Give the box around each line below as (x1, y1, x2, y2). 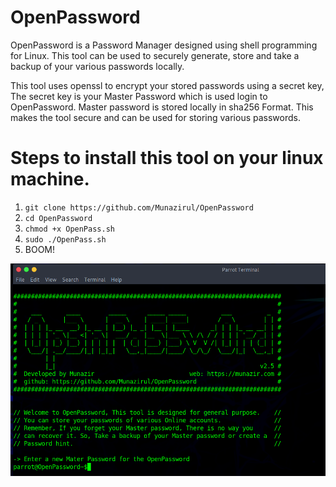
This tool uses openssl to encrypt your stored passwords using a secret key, (10, 79, 325, 91)
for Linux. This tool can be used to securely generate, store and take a (10, 49, 300, 61)
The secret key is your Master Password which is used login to (10, 90, 268, 102)
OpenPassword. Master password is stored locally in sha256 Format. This (10, 101, 314, 113)
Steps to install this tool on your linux (10, 147, 324, 170)
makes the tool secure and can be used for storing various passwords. (10, 111, 301, 123)
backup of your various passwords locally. (10, 60, 185, 72)
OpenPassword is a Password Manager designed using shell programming (10, 39, 318, 51)
